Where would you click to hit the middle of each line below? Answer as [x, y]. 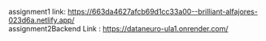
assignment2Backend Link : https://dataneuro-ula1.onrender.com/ [118, 29]
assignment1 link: [37, 12]
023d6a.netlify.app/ [41, 20]
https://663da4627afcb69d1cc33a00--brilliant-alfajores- [163, 12]
